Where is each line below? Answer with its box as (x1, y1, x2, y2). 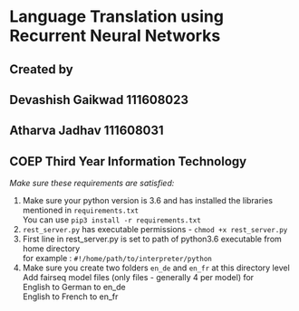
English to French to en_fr (22, 291, 119, 302)
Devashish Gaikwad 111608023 (9, 92, 188, 108)
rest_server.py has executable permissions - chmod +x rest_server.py (22, 224, 288, 235)
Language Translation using (9, 6, 225, 27)
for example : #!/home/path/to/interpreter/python (22, 253, 213, 264)
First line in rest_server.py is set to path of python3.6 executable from (22, 233, 283, 245)
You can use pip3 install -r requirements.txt (22, 214, 201, 225)
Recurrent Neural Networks (9, 25, 221, 46)
